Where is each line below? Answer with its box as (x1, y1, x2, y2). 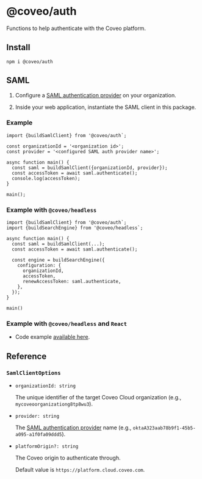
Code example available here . (15, 333, 90, 341)
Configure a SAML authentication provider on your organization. (15, 91, 176, 99)
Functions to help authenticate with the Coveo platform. (6, 25, 146, 32)
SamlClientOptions (6, 369, 61, 376)
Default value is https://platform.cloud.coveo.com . (15, 466, 145, 473)
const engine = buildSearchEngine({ (12, 257, 105, 263)
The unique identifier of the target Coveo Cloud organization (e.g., (15, 394, 182, 401)
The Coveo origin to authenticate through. (15, 454, 121, 462)
